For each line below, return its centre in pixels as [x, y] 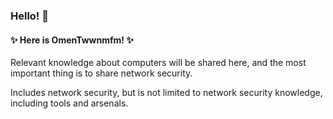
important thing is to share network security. [101, 73]
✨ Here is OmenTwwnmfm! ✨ [72, 40]
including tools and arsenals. [69, 103]
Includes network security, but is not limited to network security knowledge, [166, 93]
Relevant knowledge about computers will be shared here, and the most [158, 63]
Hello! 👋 [30, 16]
